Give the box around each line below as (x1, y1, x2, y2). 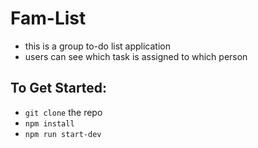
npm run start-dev (24, 129, 102, 139)
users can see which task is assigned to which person (24, 50, 248, 62)
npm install (24, 118, 75, 129)
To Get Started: (10, 80, 108, 97)
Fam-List (10, 7, 87, 30)
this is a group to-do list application (24, 40, 171, 52)
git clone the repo (24, 106, 103, 118)
